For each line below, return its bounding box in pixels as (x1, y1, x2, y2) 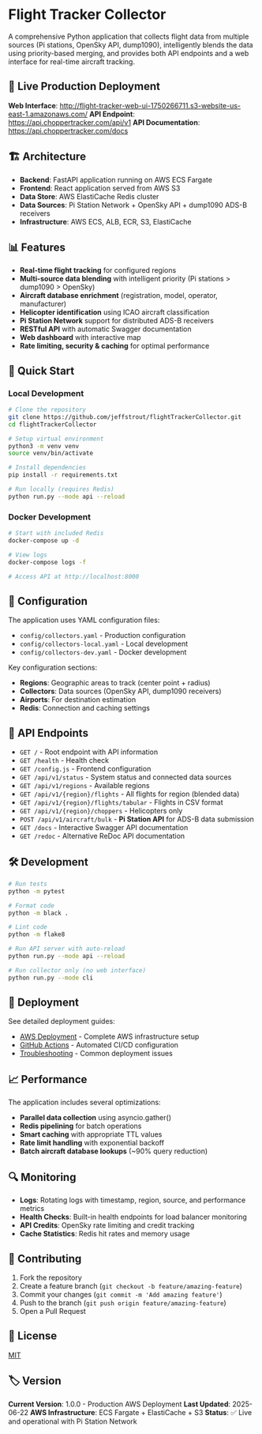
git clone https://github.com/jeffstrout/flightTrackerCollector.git (8, 413, 242, 421)
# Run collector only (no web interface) (8, 966, 147, 974)
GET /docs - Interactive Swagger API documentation (19, 823, 189, 832)
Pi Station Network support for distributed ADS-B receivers (19, 316, 215, 326)
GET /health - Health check (19, 756, 109, 765)
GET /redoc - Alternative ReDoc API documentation (19, 832, 185, 841)
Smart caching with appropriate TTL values (19, 1130, 163, 1139)
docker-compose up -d (8, 536, 80, 545)
